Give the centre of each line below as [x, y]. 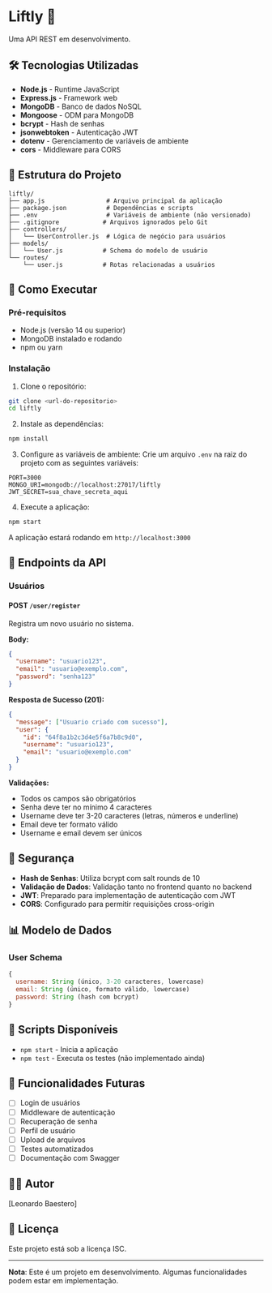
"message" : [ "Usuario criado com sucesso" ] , [92, 722]
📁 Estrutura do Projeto [65, 175]
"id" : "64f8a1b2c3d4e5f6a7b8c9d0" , [83, 737]
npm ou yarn [41, 347]
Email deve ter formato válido [69, 824]
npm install [28, 439]
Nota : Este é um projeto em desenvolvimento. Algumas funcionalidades [128, 1272]
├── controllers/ [38, 229]
